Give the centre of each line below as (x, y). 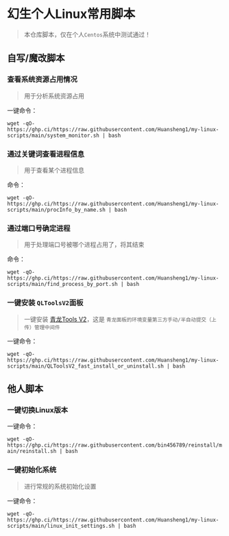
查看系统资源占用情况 (42, 80)
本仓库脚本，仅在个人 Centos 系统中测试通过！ (87, 34)
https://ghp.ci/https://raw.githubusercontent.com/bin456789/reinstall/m (115, 445)
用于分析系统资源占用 (54, 96)
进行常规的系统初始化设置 (60, 486)
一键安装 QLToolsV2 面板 (45, 303)
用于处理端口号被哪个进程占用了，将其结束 (84, 245)
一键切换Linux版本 (38, 410)
